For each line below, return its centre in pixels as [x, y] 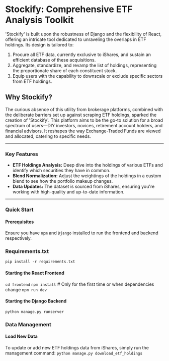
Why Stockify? [29, 97]
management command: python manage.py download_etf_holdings [74, 353]
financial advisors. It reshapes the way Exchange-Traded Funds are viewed [83, 131]
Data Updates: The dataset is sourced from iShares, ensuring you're [83, 187]
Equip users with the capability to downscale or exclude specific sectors [88, 76]
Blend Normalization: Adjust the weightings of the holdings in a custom [87, 176]
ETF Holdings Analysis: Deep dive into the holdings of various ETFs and [88, 165]
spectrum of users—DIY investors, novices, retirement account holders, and [84, 125]
